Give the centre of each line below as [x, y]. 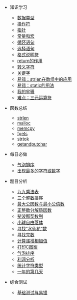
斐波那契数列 [30, 216]
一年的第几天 [30, 271]
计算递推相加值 [32, 241]
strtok [23, 139]
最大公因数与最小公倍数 [41, 204]
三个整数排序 [30, 198]
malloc [24, 123]
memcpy [26, 128]
